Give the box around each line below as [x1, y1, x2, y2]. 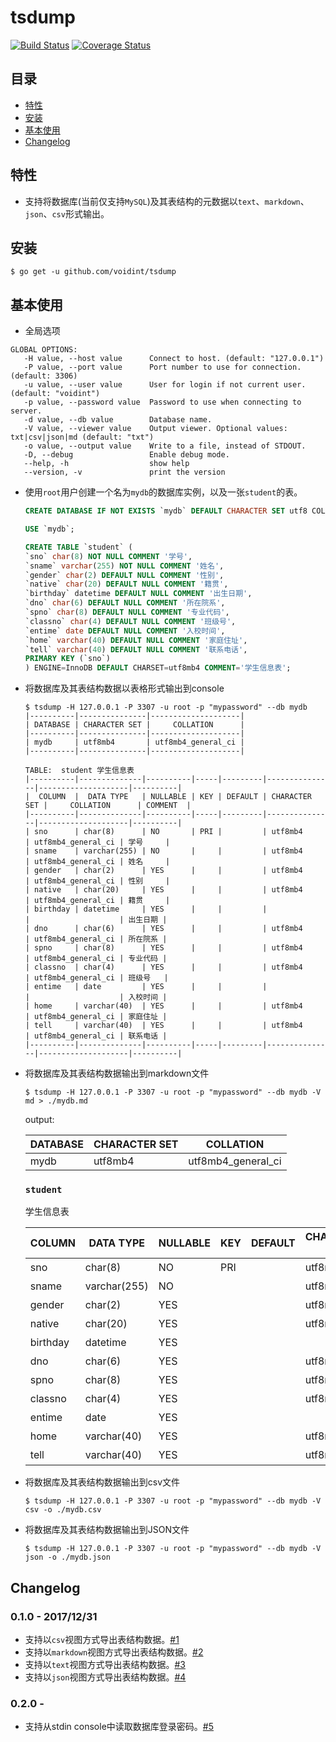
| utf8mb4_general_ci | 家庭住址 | [24, 1012, 168, 1022]
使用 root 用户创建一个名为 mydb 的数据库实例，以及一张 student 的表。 [24, 486, 303, 498]
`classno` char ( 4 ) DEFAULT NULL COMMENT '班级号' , [24, 616, 237, 626]
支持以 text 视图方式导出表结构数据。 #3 [24, 1659, 186, 1671]
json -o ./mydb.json [24, 1552, 111, 1563]
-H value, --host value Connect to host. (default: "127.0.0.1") [23, 354, 325, 364]
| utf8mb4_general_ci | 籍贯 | [24, 896, 171, 906]
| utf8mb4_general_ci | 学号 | [24, 837, 171, 848]
